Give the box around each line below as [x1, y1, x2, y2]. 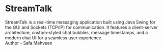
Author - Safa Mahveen [5, 40, 53, 46]
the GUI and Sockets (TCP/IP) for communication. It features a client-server [5, 24, 158, 30]
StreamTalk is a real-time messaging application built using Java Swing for [5, 19, 156, 25]
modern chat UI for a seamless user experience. [5, 35, 103, 41]
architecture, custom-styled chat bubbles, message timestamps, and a [5, 29, 148, 35]
